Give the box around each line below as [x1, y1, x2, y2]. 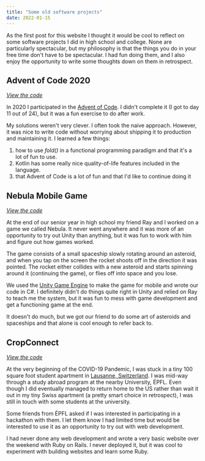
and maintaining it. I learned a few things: [6, 135, 110, 142]
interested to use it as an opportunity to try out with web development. [6, 422, 184, 430]
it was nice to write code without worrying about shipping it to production [6, 128, 192, 135]
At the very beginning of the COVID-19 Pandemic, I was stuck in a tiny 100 [6, 365, 193, 373]
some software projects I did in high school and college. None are [6, 38, 173, 45]
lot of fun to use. [15, 153, 57, 161]
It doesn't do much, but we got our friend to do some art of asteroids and [6, 313, 191, 321]
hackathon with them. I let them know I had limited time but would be [6, 416, 180, 424]
